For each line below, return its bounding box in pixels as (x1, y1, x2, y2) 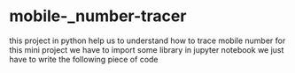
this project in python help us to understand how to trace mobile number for (9, 35, 286, 46)
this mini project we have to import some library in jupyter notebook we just (9, 44, 284, 55)
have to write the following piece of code (9, 54, 159, 64)
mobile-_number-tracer (9, 6, 187, 26)
